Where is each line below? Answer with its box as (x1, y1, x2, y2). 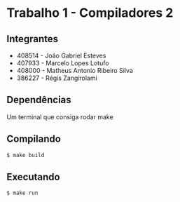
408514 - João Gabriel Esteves (16, 51, 106, 60)
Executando (6, 170, 60, 183)
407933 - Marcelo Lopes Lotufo (16, 59, 109, 67)
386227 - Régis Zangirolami (16, 74, 97, 82)
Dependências (6, 94, 71, 106)
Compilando (6, 133, 61, 145)
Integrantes (6, 33, 59, 45)
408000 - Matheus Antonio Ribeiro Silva (16, 67, 134, 74)
